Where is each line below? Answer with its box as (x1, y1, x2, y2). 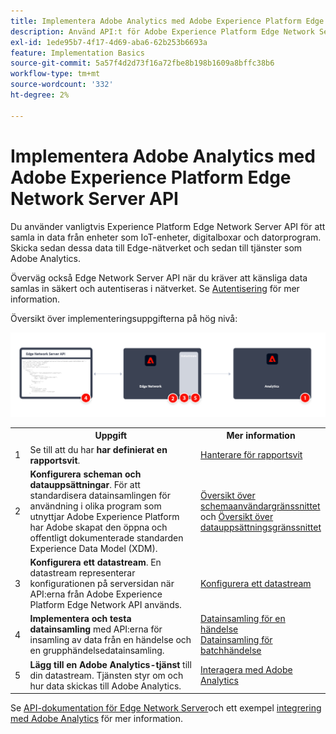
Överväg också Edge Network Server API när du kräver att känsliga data (10, 271, 308, 284)
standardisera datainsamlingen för (29, 489, 171, 501)
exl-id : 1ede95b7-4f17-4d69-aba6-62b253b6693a (10, 37, 208, 47)
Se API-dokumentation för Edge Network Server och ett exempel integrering (10, 702, 322, 714)
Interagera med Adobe (200, 664, 293, 676)
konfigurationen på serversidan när (29, 578, 175, 590)
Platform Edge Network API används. (29, 599, 182, 611)
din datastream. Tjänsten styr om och (29, 669, 184, 681)
